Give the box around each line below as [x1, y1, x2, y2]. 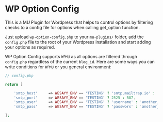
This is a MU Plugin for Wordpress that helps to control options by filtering [5, 19, 153, 25]
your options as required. [5, 44, 55, 50]
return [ [5, 82, 23, 87]
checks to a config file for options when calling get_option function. [5, 24, 140, 30]
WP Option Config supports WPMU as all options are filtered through [5, 53, 137, 59]
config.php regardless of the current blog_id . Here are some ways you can [5, 59, 155, 64]
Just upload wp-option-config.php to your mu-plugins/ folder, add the [5, 34, 144, 40]
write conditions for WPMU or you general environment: [5, 64, 112, 70]
